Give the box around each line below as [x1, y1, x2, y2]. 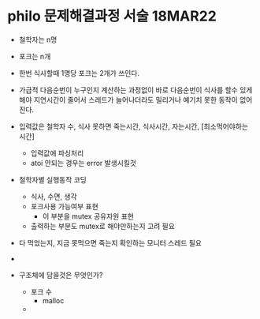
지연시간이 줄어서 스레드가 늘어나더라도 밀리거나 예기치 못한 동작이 [33, 95, 238, 104]
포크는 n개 [18, 51, 51, 61]
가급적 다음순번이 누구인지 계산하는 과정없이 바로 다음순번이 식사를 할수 [18, 84, 238, 95]
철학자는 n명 [18, 35, 58, 44]
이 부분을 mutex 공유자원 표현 [42, 211, 135, 221]
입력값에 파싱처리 [30, 148, 84, 158]
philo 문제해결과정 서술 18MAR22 [7, 7, 217, 25]
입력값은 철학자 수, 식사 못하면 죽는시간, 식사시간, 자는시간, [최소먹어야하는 [18, 122, 249, 131]
